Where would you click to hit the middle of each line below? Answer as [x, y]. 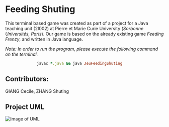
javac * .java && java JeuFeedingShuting [80, 63]
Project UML [25, 107]
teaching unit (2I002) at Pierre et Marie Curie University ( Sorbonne [74, 28]
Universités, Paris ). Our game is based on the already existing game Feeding [84, 34]
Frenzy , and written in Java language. [44, 39]
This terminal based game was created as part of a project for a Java [77, 23]
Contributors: [27, 79]
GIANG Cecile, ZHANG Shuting [37, 91]
